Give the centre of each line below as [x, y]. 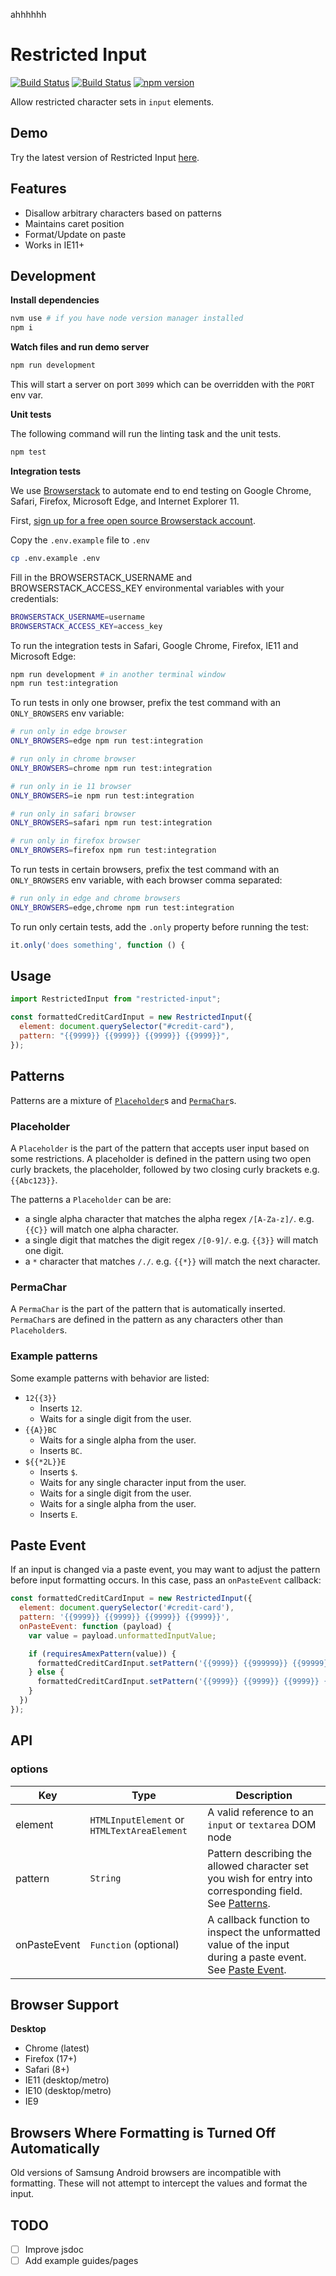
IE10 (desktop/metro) [68, 2091]
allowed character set [258, 1866]
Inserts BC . [61, 1450]
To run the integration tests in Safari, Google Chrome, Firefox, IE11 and [154, 645]
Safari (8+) [47, 2070]
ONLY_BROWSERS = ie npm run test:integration [102, 795]
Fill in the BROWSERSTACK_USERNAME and [101, 577]
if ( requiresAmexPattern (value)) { [102, 1654]
